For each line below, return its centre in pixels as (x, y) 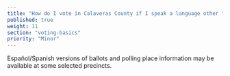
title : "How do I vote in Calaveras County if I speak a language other (113, 13)
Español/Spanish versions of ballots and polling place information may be (111, 58)
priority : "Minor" (33, 39)
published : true (30, 20)
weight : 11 (23, 26)
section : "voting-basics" (44, 33)
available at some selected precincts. (60, 66)
